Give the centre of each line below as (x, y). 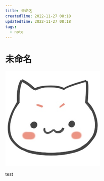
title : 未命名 (19, 11)
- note (17, 32)
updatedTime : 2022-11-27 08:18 (38, 21)
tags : (11, 27)
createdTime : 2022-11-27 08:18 (38, 16)
